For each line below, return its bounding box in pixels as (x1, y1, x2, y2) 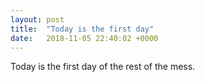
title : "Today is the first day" (10, 24, 155, 34)
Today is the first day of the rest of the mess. (10, 61, 196, 73)
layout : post (10, 14, 65, 25)
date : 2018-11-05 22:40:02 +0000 (10, 33, 159, 43)
